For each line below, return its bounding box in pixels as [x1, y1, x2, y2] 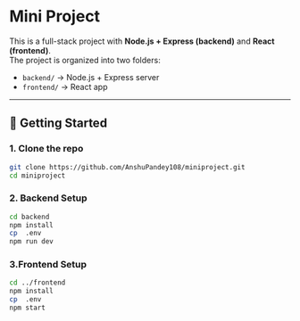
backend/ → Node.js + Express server [21, 71, 160, 82]
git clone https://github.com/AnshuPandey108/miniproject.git [9, 162, 246, 171]
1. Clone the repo [9, 143, 84, 155]
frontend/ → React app [21, 81, 108, 92]
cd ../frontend [9, 278, 66, 287]
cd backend [9, 212, 50, 221]
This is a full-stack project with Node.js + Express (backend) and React [9, 36, 275, 46]
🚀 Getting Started [9, 116, 108, 131]
